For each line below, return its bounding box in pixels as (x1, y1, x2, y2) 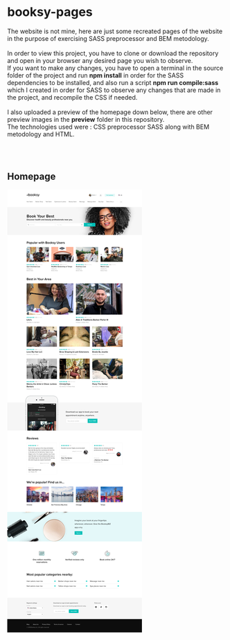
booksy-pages (7, 4, 93, 20)
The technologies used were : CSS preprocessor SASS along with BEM (7, 122, 210, 131)
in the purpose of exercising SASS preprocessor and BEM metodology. (7, 34, 209, 42)
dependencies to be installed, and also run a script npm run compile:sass (7, 78, 219, 86)
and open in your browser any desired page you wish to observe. (7, 56, 193, 64)
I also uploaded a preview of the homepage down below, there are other (7, 108, 213, 116)
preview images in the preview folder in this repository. (7, 115, 165, 123)
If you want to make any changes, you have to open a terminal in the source (7, 64, 224, 72)
